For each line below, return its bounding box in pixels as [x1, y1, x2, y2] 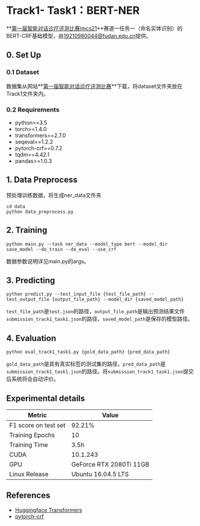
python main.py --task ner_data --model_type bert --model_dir [6, 241, 168, 247]
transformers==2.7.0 [14, 132, 66, 139]
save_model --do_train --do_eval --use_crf [6, 246, 117, 252]
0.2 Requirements [6, 105, 60, 114]
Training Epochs [9, 430, 55, 439]
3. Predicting [6, 275, 55, 286]
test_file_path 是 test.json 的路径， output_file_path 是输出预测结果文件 [6, 308, 185, 315]
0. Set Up [6, 50, 41, 60]
